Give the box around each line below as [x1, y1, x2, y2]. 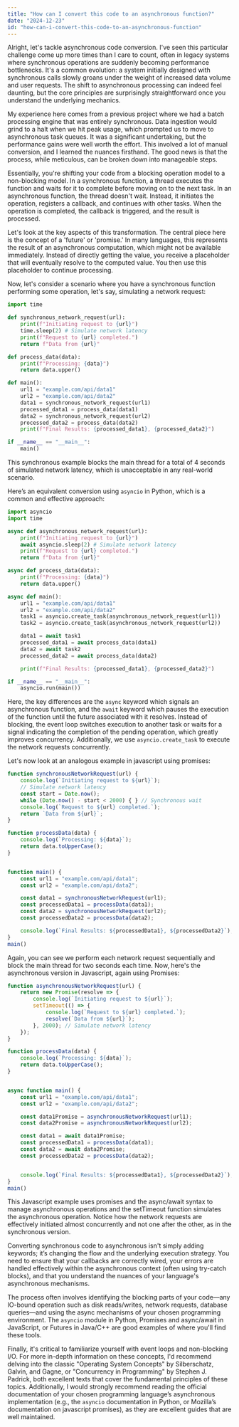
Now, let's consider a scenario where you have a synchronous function [7, 280, 216, 288]
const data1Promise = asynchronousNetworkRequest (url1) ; [20, 1113, 193, 1120]
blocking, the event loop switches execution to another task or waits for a [7, 720, 223, 729]
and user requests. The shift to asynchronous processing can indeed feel [7, 81, 222, 90]
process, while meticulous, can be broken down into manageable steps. [7, 155, 218, 164]
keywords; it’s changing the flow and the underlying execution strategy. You [7, 1249, 230, 1258]
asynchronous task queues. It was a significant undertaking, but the [7, 132, 206, 141]
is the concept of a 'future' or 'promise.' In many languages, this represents [7, 236, 228, 244]
